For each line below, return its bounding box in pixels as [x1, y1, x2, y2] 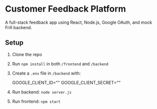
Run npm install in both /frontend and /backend [12, 61, 108, 66]
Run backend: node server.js [12, 89, 72, 95]
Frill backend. [5, 24, 33, 30]
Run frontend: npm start [12, 98, 61, 104]
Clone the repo [12, 51, 42, 57]
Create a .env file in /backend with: [12, 70, 81, 76]
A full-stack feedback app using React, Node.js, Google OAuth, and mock [5, 19, 152, 25]
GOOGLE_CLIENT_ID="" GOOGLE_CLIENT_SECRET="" [12, 79, 121, 85]
